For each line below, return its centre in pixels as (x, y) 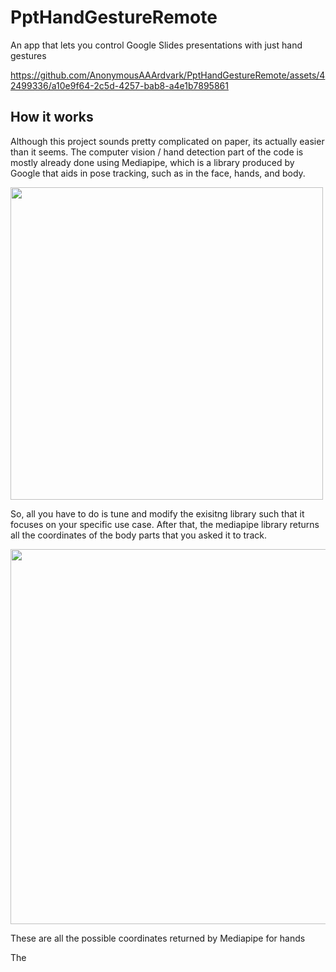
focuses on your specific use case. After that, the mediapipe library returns (165, 524)
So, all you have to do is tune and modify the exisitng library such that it (157, 513)
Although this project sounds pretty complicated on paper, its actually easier (167, 141)
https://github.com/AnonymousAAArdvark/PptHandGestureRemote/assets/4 (168, 75)
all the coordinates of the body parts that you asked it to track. (138, 535)
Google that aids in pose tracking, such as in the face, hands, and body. (158, 173)
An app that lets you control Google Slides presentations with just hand (156, 45)
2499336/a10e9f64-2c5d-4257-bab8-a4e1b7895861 (119, 85)
